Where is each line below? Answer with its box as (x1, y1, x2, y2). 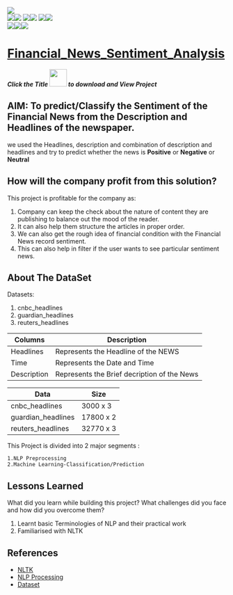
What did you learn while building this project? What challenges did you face (7, 498, 227, 507)
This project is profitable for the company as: (7, 193, 136, 202)
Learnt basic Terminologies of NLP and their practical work (17, 519, 186, 528)
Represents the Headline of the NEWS (55, 347, 179, 356)
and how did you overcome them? (7, 506, 105, 514)
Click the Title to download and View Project (7, 80, 157, 88)
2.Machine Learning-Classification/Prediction (7, 461, 145, 468)
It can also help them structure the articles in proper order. (17, 222, 185, 230)
